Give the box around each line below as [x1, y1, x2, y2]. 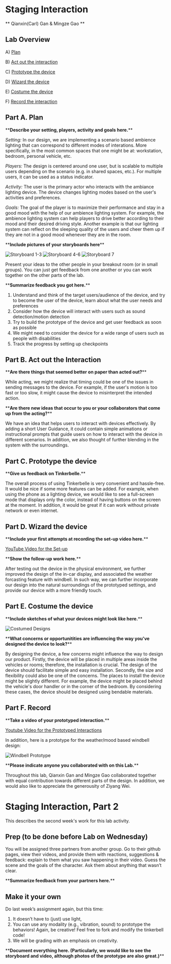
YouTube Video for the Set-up [5, 546, 68, 552]
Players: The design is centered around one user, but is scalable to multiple [5, 162, 163, 169]
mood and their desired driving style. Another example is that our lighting [5, 221, 159, 227]
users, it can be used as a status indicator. [5, 174, 94, 180]
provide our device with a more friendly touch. [5, 587, 103, 593]
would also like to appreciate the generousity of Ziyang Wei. [5, 783, 131, 789]
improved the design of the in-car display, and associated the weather [5, 571, 153, 577]
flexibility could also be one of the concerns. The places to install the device [5, 672, 165, 678]
